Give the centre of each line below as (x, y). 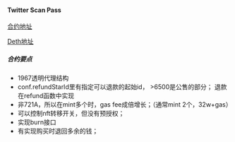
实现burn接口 (37, 122)
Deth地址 (20, 42)
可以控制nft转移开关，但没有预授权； (71, 114)
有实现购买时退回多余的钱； (58, 131)
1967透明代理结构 (43, 78)
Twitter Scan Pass (34, 10)
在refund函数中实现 (46, 96)
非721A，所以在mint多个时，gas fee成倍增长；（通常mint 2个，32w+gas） (125, 105)
